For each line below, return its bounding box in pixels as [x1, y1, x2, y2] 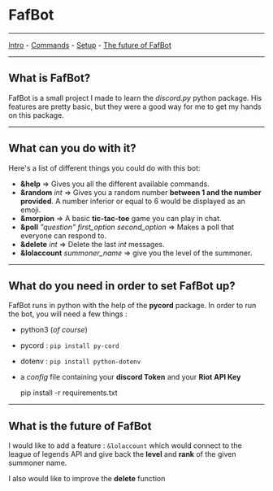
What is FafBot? [8, 72, 91, 85]
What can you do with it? [8, 141, 136, 155]
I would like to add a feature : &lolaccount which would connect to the [8, 441, 242, 450]
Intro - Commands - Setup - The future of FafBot [8, 40, 172, 50]
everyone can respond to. [19, 230, 107, 241]
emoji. [19, 205, 41, 215]
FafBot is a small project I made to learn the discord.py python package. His [8, 93, 262, 102]
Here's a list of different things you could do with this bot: [8, 163, 201, 172]
